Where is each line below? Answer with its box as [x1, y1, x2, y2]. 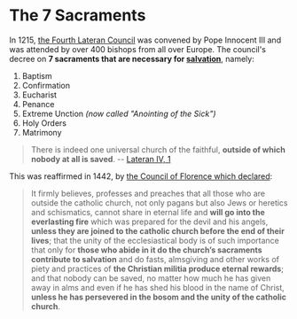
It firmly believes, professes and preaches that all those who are [30, 188, 266, 198]
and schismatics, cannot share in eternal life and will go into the [30, 206, 266, 217]
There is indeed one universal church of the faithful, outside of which [30, 144, 285, 155]
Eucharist [21, 89, 58, 100]
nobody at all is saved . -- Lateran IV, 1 [30, 153, 171, 164]
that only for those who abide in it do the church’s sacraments [30, 245, 263, 255]
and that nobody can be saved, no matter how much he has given [30, 272, 271, 284]
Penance [21, 98, 55, 109]
